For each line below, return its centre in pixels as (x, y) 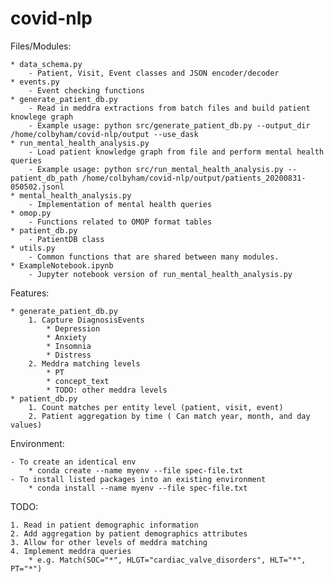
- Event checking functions (86, 90)
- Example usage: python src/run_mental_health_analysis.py (156, 169)
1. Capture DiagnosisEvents (86, 320)
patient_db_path (44, 178)
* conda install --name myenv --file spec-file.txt (138, 488)
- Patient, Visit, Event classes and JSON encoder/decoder (154, 73)
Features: (30, 293)
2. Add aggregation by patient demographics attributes (129, 533)
